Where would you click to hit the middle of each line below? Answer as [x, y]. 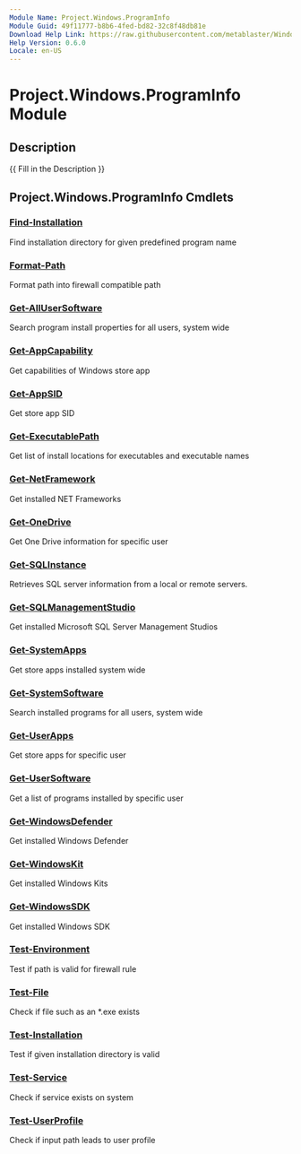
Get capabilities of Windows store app [80, 370]
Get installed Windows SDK [60, 926]
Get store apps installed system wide [77, 670]
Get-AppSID [36, 394]
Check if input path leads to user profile [82, 1141]
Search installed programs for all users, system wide [106, 713]
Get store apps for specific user [68, 755]
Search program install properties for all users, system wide [120, 327]
